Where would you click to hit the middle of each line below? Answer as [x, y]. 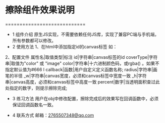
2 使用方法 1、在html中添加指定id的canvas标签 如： [65, 46]
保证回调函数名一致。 [34, 105]
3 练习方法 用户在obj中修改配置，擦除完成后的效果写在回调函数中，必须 [85, 98]
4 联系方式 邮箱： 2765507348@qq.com [53, 115]
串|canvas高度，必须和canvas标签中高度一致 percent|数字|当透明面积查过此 [82, 82]
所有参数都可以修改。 [34, 41]
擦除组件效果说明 [40, 10]
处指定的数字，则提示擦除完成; [36, 88]
